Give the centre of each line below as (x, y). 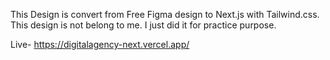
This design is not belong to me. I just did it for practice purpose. (143, 25)
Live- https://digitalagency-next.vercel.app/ (100, 44)
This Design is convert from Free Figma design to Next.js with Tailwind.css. (165, 14)
